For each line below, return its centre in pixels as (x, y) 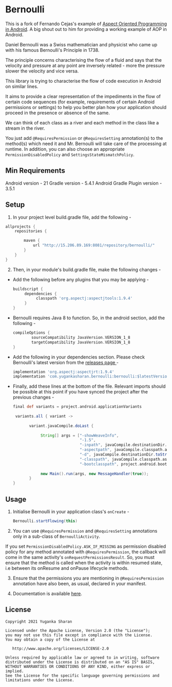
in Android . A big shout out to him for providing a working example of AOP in (86, 29)
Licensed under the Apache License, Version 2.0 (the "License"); (78, 630)
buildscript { (28, 289)
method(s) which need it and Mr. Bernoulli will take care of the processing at (86, 143)
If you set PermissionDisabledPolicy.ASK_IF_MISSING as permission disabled (86, 546)
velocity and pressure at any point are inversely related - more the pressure (85, 65)
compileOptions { (31, 333)
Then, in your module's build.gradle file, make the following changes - (87, 269)
